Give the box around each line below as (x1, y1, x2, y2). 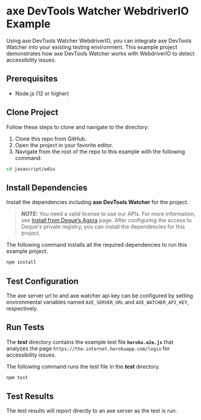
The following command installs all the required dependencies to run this (6, 241, 187, 249)
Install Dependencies (6, 182, 88, 192)
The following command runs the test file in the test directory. (6, 363, 160, 370)
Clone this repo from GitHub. (14, 135, 87, 142)
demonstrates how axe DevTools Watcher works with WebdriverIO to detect (6, 49, 195, 57)
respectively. (6, 305, 38, 312)
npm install (6, 259, 36, 266)
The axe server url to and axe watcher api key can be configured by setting (6, 291, 193, 299)
